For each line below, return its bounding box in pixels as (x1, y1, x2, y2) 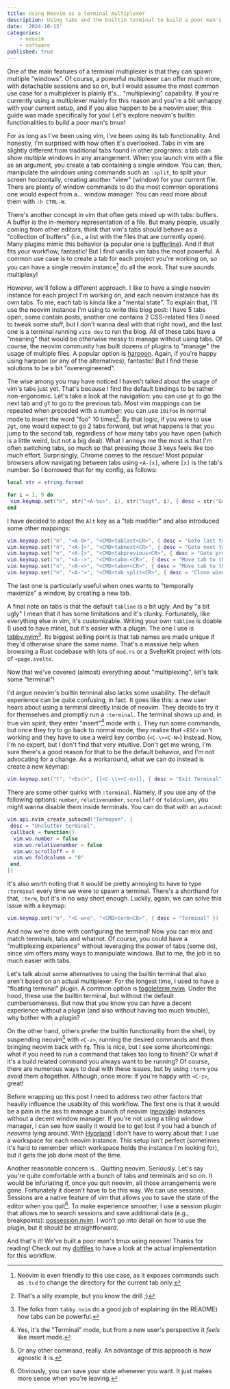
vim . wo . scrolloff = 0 (13, 848, 75, 855)
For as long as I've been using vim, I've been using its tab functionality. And (7, 131, 220, 139)
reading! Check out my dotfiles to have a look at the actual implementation (7, 1244, 217, 1252)
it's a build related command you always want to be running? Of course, (7, 1057, 210, 1065)
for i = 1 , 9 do (7, 492, 53, 499)
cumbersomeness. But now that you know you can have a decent (7, 999, 192, 1007)
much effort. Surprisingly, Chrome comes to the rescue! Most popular (7, 451, 203, 460)
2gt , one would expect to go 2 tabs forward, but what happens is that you (7, 422, 214, 430)
